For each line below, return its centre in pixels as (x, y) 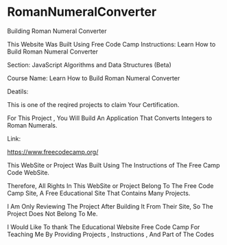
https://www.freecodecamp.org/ (53, 152)
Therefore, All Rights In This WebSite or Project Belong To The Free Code (110, 185)
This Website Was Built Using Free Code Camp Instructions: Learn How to (111, 44)
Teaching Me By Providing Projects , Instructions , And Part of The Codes (111, 234)
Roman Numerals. (32, 125)
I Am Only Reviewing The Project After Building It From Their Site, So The (110, 206)
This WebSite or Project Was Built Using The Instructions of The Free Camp (113, 165)
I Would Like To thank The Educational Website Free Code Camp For (104, 226)
